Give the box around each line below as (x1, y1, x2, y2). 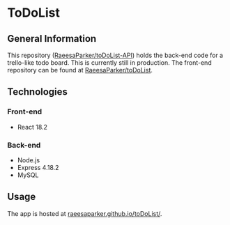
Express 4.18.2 (17, 163, 59, 171)
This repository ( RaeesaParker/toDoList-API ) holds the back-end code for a (7, 51, 224, 59)
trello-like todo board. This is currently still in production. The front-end (7, 59, 212, 67)
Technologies (7, 86, 68, 98)
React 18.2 (17, 123, 47, 131)
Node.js (17, 155, 40, 164)
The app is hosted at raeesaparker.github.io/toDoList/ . (7, 209, 162, 217)
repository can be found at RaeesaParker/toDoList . (7, 66, 153, 74)
